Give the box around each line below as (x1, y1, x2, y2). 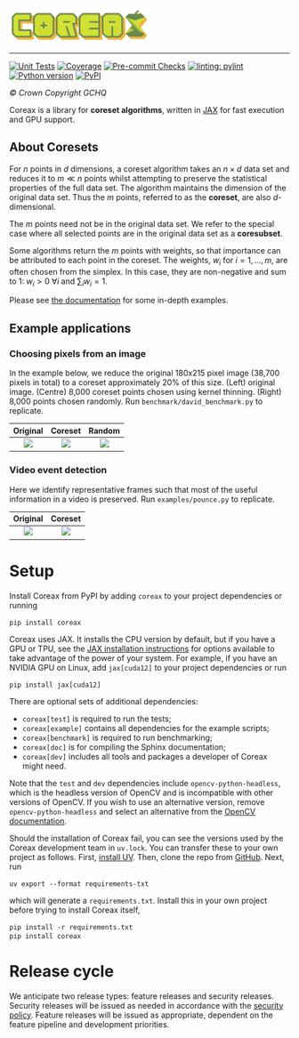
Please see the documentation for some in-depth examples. (9, 295, 229, 306)
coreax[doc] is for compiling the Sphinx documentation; (21, 741, 227, 752)
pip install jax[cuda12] (9, 680, 101, 689)
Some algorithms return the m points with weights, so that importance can (9, 245, 281, 255)
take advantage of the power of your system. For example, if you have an (9, 652, 278, 664)
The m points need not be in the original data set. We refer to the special (9, 218, 275, 229)
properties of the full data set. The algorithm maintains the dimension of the (9, 182, 287, 193)
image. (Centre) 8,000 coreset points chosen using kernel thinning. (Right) (9, 387, 282, 398)
